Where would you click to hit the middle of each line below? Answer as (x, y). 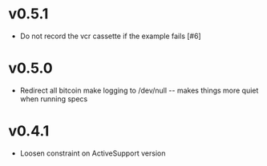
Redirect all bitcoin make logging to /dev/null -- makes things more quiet (139, 90)
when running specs (54, 99)
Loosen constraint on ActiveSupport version (93, 153)
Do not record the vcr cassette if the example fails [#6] (111, 36)
